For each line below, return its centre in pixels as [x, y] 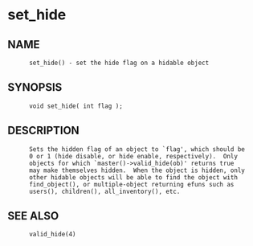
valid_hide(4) [53, 235]
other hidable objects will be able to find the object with [133, 177]
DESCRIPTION [43, 131]
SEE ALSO [33, 216]
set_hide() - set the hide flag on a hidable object [119, 63]
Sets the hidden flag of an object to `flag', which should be [137, 149]
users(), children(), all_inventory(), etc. [104, 191]
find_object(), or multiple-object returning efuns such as [131, 184]
